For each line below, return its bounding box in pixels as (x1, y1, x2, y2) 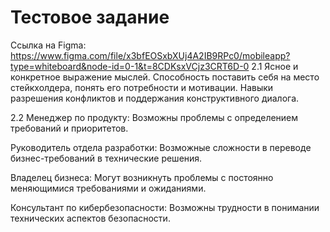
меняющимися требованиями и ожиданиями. (10, 182, 207, 194)
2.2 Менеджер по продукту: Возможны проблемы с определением (10, 111, 299, 123)
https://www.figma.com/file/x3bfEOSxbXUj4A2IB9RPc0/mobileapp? (10, 49, 291, 61)
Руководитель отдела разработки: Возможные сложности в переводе (10, 141, 312, 153)
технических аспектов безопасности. (10, 212, 171, 224)
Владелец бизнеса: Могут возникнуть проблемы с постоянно (10, 171, 274, 183)
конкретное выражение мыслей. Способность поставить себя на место (10, 71, 320, 83)
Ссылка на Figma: (10, 39, 87, 51)
